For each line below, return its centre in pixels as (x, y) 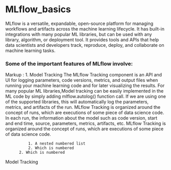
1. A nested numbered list (57, 144)
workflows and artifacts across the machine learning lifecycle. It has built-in (85, 29)
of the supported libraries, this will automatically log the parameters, (77, 102)
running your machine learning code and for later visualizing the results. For (85, 86)
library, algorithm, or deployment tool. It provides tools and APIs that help (82, 40)
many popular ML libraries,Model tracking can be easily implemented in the (84, 91)
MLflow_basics (38, 9)
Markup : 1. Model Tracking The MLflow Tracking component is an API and (84, 75)
